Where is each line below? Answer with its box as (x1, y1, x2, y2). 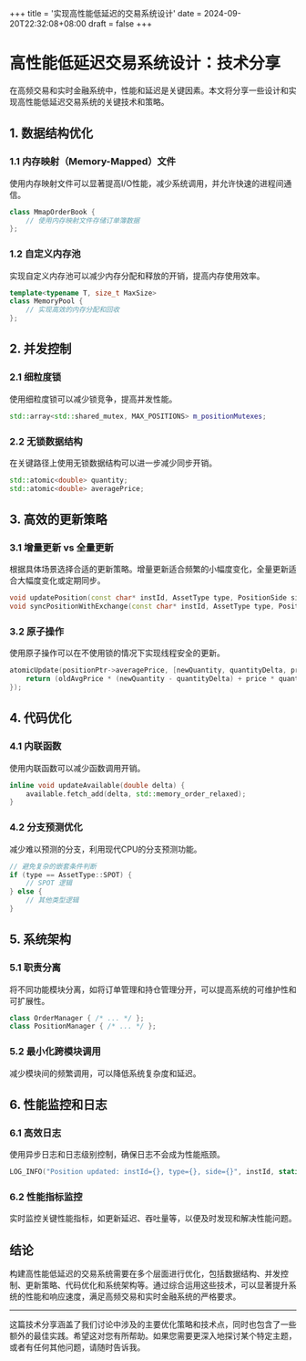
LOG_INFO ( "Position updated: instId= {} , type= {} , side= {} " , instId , (9, 1167, 275, 1177)
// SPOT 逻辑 (25, 879, 73, 888)
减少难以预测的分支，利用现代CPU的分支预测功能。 (9, 843, 202, 854)
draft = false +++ (87, 18, 153, 29)
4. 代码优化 (9, 710, 72, 726)
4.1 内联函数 (9, 740, 62, 753)
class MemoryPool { (9, 297, 84, 306)
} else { (9, 887, 43, 896)
